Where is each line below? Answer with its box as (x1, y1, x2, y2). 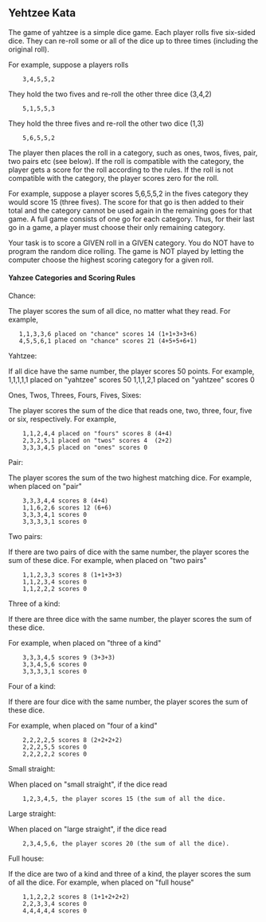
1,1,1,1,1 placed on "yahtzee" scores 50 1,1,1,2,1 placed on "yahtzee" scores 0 (8, 375, 255, 385)
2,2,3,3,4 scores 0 (22, 900, 88, 908)
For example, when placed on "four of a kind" (8, 721, 158, 731)
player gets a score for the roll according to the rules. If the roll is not (8, 165, 233, 174)
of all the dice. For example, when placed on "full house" (8, 877, 194, 887)
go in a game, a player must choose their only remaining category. (8, 222, 225, 232)
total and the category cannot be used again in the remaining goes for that (8, 205, 252, 215)
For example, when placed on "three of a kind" (8, 639, 162, 648)
